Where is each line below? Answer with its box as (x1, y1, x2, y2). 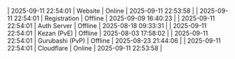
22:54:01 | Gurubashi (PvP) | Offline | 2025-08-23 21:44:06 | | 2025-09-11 (7, 37, 221, 45)
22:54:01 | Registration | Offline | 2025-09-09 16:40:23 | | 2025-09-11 (13, 14, 215, 22)
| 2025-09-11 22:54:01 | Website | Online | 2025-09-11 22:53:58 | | (7, 7, 199, 15)
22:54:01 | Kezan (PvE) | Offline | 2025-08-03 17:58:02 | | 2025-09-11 (7, 29, 208, 37)
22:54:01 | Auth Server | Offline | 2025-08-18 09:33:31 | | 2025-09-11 (7, 22, 207, 29)
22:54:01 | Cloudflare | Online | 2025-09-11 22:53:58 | (7, 44, 163, 52)
